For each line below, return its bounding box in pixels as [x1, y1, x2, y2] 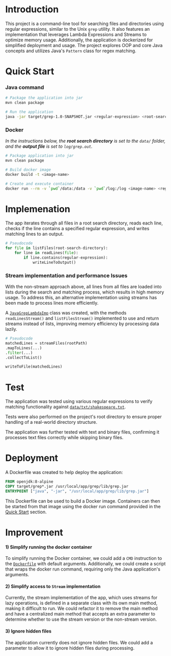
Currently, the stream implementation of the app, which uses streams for [5, 595, 158, 601]
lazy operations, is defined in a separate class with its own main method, [5, 600, 158, 606]
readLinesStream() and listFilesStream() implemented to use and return [5, 315, 159, 322]
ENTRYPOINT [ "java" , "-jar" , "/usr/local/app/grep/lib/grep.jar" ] [5, 488, 149, 494]
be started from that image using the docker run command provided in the [5, 503, 161, 509]
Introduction [5, 4, 59, 15]
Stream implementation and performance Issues [5, 272, 128, 279]
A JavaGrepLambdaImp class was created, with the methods [5, 310, 127, 316]
